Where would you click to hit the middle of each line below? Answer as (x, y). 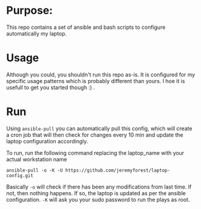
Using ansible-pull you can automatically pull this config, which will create (99, 128)
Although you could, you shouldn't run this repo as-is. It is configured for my (101, 74)
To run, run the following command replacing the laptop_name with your (95, 153)
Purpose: (29, 11)
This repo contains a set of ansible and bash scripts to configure (86, 27)
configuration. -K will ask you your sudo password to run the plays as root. (98, 199)
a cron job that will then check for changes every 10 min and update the (95, 135)
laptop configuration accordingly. (47, 141)
